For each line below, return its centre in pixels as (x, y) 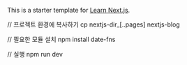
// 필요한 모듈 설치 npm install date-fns (61, 39)
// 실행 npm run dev (35, 54)
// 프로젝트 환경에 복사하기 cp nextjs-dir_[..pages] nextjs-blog (93, 24)
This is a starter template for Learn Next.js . (69, 10)
